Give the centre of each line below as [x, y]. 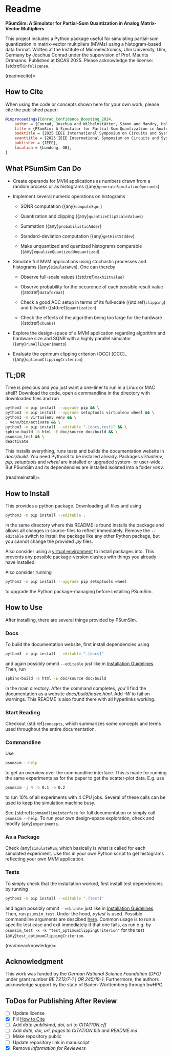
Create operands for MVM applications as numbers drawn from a [81, 181]
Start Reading [23, 712]
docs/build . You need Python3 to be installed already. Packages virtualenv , [84, 457]
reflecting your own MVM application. [45, 859]
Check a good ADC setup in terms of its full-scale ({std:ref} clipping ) [93, 302]
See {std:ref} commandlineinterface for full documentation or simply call [80, 813]
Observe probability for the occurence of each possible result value [92, 287]
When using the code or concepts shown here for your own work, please [82, 104]
